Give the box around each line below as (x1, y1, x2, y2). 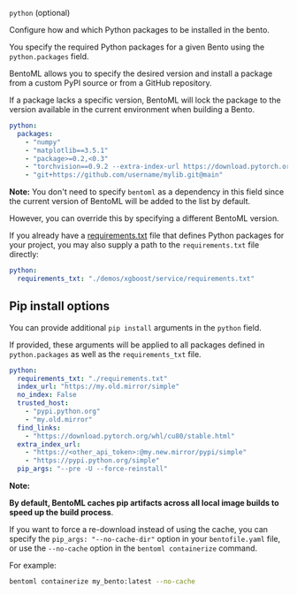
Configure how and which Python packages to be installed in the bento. (9, 25, 270, 34)
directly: (9, 249, 40, 260)
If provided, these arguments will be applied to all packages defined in (9, 339, 265, 350)
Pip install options (9, 299, 110, 314)
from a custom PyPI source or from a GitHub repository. (9, 78, 212, 88)
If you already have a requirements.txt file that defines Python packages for (9, 230, 285, 241)
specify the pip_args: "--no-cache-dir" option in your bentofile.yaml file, (9, 534, 281, 545)
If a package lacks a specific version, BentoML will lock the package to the (9, 95, 281, 105)
